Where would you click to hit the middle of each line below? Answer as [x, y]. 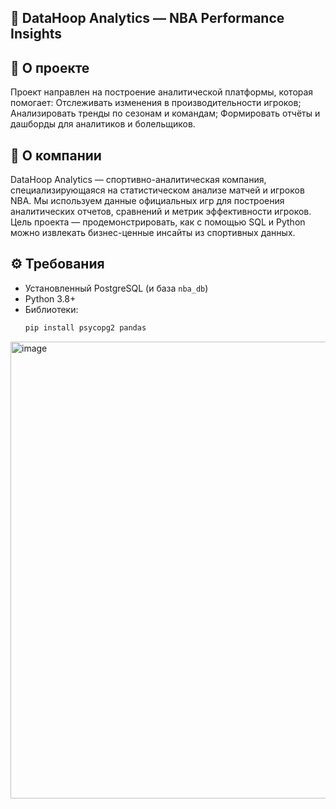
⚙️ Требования [57, 264]
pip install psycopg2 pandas [85, 327]
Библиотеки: [51, 309]
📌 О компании [56, 155]
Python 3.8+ [50, 298]
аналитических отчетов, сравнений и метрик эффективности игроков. [161, 212]
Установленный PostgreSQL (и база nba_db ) [116, 288]
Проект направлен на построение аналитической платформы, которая [162, 92]
